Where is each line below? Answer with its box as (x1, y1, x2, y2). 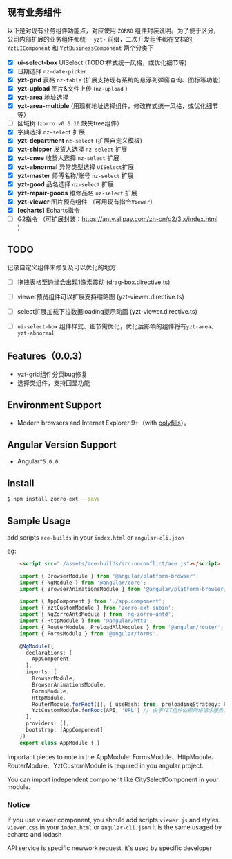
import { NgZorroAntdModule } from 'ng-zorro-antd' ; (19, 611, 175, 618)
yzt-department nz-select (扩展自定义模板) (17, 136, 143, 145)
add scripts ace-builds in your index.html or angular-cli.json (7, 533, 184, 542)
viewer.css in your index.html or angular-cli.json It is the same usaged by (7, 823, 222, 831)
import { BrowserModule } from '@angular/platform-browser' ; (19, 572, 199, 580)
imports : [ (25, 668, 57, 675)
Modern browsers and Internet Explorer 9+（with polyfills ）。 (17, 418, 191, 427)
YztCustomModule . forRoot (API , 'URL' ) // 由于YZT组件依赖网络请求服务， (32, 707, 229, 714)
